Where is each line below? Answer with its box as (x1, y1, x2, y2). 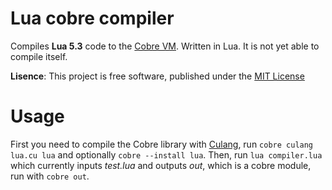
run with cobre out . (10, 170, 90, 182)
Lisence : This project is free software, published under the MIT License (10, 70, 305, 82)
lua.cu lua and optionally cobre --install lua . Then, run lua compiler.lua (10, 148, 323, 161)
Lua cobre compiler (10, 7, 175, 30)
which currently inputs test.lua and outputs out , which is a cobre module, (10, 159, 312, 171)
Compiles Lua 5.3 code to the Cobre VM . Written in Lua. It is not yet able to (10, 40, 320, 52)
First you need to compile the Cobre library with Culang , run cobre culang (10, 138, 314, 150)
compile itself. (10, 50, 68, 62)
